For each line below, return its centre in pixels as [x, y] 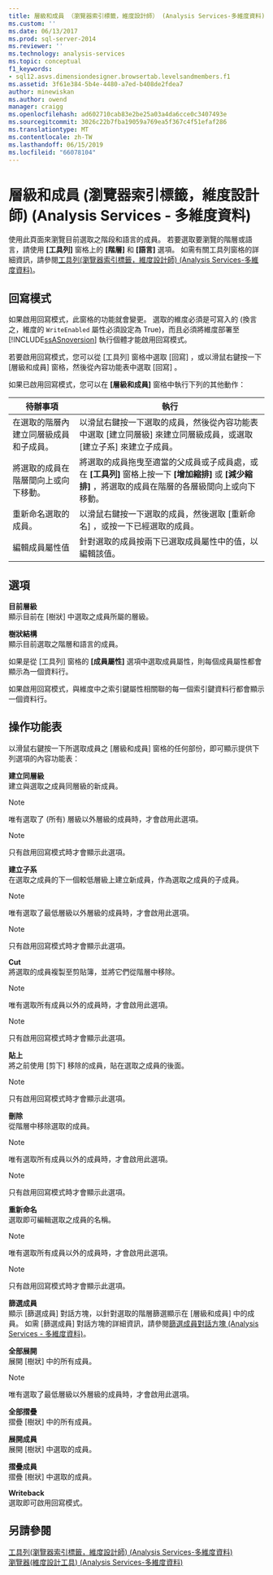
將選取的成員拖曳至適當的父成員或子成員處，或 [169, 463]
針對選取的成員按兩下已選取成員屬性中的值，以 [169, 542]
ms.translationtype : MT [49, 129]
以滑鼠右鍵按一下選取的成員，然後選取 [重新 [163, 514]
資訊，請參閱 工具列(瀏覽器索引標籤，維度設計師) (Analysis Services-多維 [137, 260]
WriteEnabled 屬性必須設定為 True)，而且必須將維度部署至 [143, 330]
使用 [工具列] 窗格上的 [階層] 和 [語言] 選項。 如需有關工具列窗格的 [141, 250]
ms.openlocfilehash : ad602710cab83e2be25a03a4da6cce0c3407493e [118, 115]
